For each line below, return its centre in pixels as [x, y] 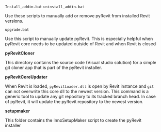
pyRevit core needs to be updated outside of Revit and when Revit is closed [80, 44]
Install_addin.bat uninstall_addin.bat [45, 7]
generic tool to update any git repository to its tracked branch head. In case [80, 96]
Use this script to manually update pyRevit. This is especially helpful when [79, 39]
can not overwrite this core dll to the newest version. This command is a [77, 91]
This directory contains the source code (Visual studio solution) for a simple [81, 62]
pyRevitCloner [20, 53]
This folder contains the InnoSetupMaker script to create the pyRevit [73, 120]
